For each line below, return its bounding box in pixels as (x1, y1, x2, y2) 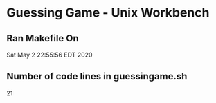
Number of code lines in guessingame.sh (6, 71, 188, 82)
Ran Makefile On (6, 32, 79, 44)
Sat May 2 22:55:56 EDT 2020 (6, 50, 93, 59)
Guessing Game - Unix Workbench (6, 5, 210, 21)
